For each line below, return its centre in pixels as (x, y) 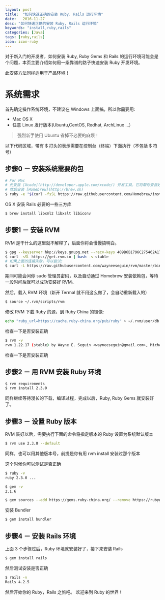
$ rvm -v (14, 340)
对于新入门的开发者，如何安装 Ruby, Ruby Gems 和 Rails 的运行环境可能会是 (82, 56)
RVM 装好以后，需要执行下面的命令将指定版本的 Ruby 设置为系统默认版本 (79, 434)
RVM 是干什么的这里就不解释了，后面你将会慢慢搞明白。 (62, 243)
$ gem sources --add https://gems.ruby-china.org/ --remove (68, 500)
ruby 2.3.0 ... (21, 478)
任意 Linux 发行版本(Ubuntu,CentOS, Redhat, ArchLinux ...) (71, 125)
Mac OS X (22, 119)
